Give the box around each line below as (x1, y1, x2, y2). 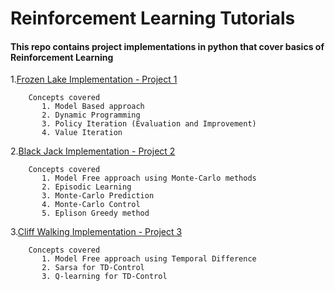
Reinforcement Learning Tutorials (10, 7, 296, 30)
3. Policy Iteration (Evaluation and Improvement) (41, 119, 257, 129)
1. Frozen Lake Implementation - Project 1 (10, 73, 178, 86)
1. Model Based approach (41, 102, 145, 112)
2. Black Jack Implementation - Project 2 (10, 145, 176, 157)
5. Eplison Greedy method (41, 208, 150, 219)
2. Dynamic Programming (41, 110, 141, 121)
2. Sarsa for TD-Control (41, 263, 145, 273)
